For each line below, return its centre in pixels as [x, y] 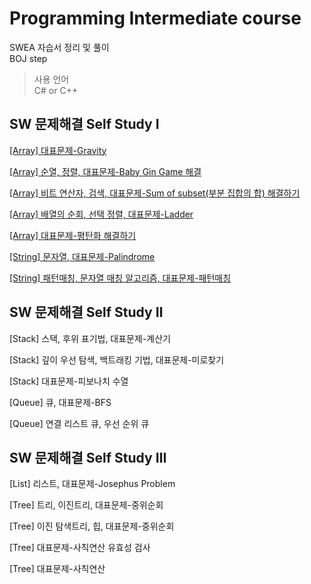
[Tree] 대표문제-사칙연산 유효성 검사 [80, 548]
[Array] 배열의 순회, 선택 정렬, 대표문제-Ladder [101, 214]
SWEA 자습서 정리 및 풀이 [59, 47]
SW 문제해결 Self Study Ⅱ [86, 312]
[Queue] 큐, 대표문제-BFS [60, 402]
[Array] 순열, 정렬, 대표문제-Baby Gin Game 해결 [105, 171]
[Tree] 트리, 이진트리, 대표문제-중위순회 [86, 505]
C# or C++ [56, 90]
